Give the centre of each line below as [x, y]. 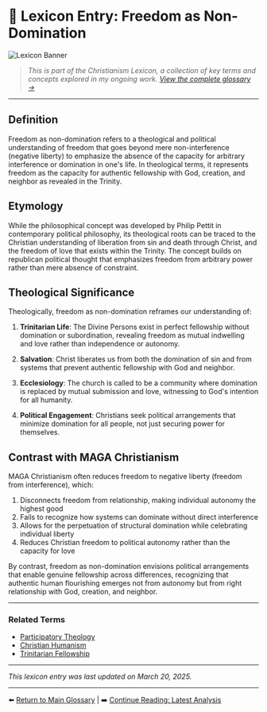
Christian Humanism [53, 645]
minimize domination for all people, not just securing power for [122, 424]
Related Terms [37, 620]
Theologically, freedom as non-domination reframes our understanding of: [130, 311]
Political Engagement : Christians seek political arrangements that [128, 416]
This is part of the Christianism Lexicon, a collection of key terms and [142, 70]
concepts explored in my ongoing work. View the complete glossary [139, 79]
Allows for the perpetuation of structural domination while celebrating [133, 526]
